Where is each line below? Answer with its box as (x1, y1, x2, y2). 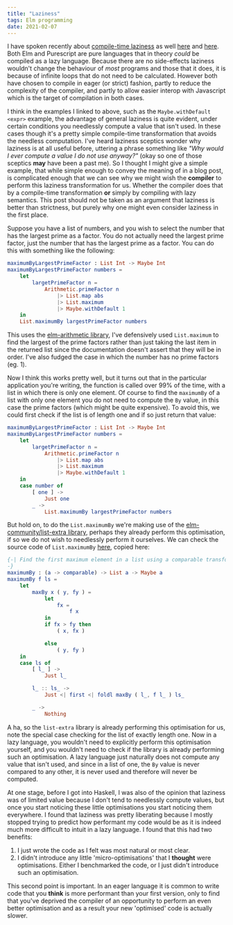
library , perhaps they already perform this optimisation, (68, 528, 225, 536)
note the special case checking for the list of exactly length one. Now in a (7, 730, 217, 739)
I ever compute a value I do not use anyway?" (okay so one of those (7, 152, 202, 160)
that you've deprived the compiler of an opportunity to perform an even (7, 896, 212, 905)
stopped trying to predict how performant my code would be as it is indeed (7, 818, 222, 826)
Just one (44, 495, 70, 502)
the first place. (7, 211, 49, 219)
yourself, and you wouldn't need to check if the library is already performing (7, 745, 225, 753)
